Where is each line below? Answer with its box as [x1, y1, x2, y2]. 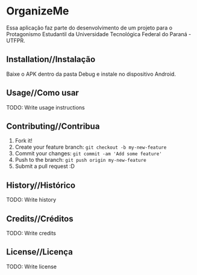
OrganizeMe [6, 4, 69, 18]
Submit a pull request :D [14, 162, 75, 170]
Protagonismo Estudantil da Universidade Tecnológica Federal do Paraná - [6, 30, 192, 37]
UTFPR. [6, 37, 25, 44]
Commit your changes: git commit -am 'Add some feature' [14, 150, 163, 157]
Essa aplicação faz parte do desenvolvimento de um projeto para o [6, 24, 173, 31]
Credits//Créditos [6, 214, 73, 224]
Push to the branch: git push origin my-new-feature [14, 156, 146, 164]
